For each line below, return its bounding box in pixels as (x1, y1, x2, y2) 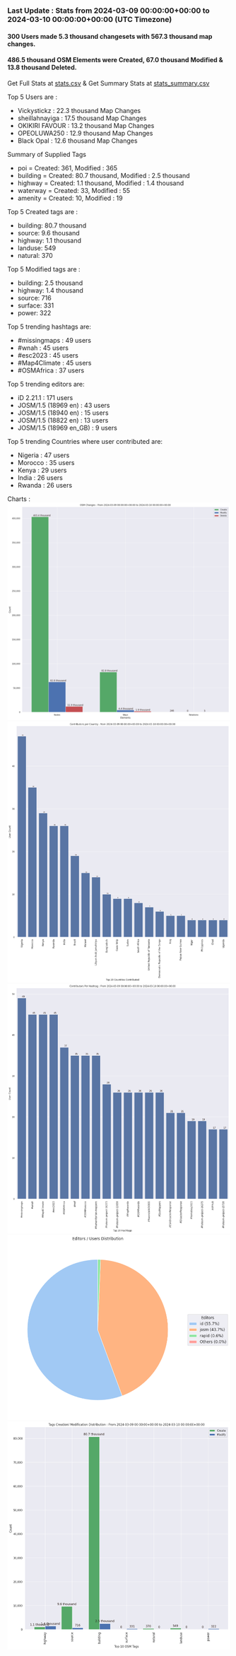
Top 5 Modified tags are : (7, 264, 81, 274)
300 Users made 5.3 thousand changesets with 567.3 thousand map (7, 32, 213, 40)
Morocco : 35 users (17, 458, 75, 466)
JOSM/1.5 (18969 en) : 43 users (17, 401, 110, 409)
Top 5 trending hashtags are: (7, 322, 92, 331)
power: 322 (17, 308, 52, 317)
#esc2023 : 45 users (17, 351, 79, 359)
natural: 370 (17, 251, 53, 259)
